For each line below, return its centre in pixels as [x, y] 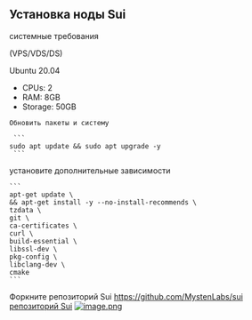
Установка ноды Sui [68, 15]
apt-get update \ [41, 195]
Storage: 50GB [49, 107]
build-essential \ [43, 241]
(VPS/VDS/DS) [36, 53]
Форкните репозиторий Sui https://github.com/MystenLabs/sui [126, 296]
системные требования [54, 36]
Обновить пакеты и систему [59, 123]
